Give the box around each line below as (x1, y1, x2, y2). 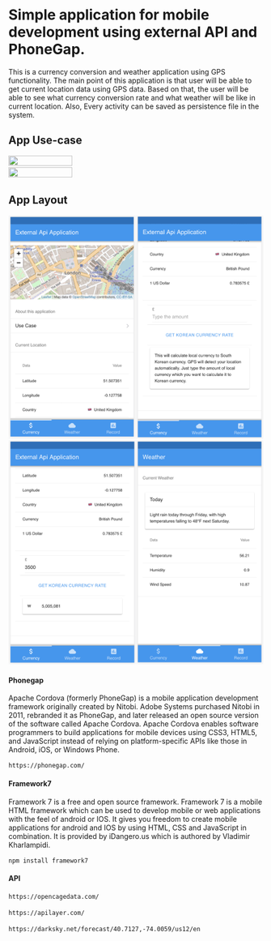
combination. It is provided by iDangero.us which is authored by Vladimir (8, 831, 251, 840)
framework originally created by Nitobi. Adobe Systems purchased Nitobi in (8, 702, 260, 712)
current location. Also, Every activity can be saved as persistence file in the (8, 101, 260, 111)
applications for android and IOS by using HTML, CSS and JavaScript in (8, 823, 247, 832)
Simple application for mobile (8, 6, 210, 24)
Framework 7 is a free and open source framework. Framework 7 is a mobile (8, 797, 263, 806)
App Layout (8, 193, 68, 207)
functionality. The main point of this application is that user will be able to (8, 75, 252, 85)
